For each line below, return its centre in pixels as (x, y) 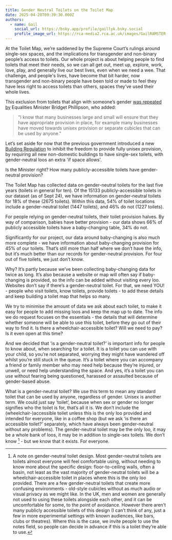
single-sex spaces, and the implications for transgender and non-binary (81, 54)
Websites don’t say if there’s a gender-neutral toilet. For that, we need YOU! (85, 285)
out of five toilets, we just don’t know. (45, 259)
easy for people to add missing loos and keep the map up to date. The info (84, 312)
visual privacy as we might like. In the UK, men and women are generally (89, 494)
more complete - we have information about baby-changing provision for (82, 243)
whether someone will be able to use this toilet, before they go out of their (83, 322)
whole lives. (18, 92)
